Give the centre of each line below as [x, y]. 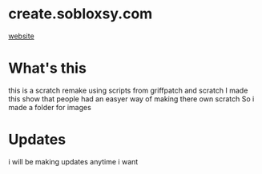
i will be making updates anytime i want [73, 161]
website [21, 36]
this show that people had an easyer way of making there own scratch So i [131, 99]
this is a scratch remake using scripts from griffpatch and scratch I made [128, 90]
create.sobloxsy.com [81, 14]
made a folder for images [50, 107]
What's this [47, 68]
